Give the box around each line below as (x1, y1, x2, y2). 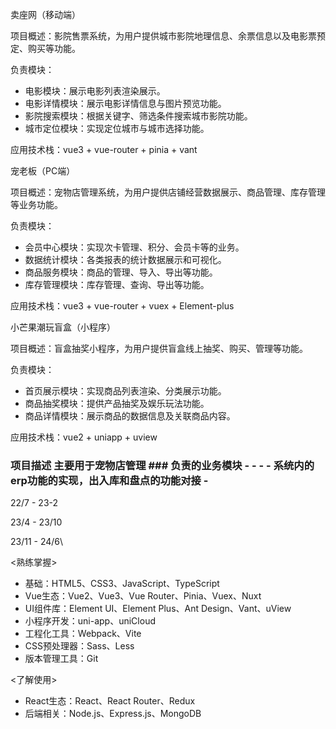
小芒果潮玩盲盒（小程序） (10, 321, 116, 333)
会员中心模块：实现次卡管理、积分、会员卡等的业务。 (24, 241, 245, 253)
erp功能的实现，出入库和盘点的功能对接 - (10, 473, 209, 487)
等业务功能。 (10, 199, 63, 210)
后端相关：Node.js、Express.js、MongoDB (24, 708, 202, 720)
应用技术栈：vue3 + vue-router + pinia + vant (10, 144, 198, 155)
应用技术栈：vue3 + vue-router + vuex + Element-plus (10, 300, 235, 312)
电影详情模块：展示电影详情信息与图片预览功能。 (24, 98, 227, 109)
